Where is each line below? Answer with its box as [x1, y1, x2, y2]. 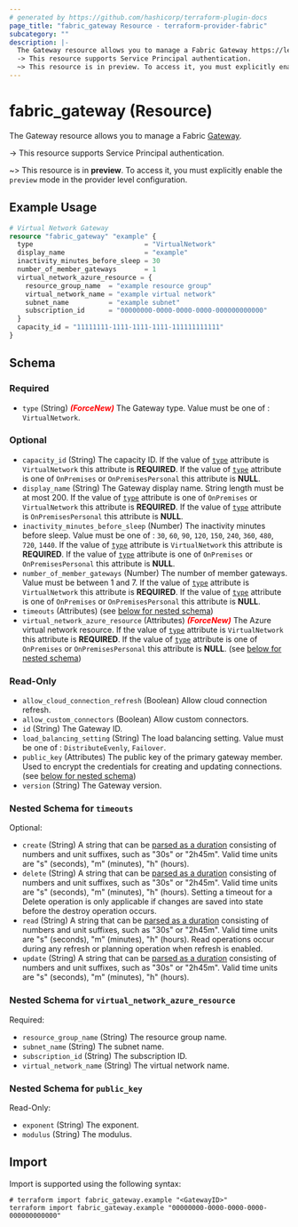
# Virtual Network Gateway [9, 223, 109, 232]
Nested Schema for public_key [9, 1082, 144, 1095]
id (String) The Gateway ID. [21, 724, 122, 734]
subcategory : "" [9, 29, 69, 38]
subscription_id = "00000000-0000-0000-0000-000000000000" [25, 306, 268, 316]
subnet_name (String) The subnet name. [21, 1041, 165, 1052]
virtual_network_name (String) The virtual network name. [21, 1060, 231, 1071]
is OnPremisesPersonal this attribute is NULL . [21, 510, 184, 521]
